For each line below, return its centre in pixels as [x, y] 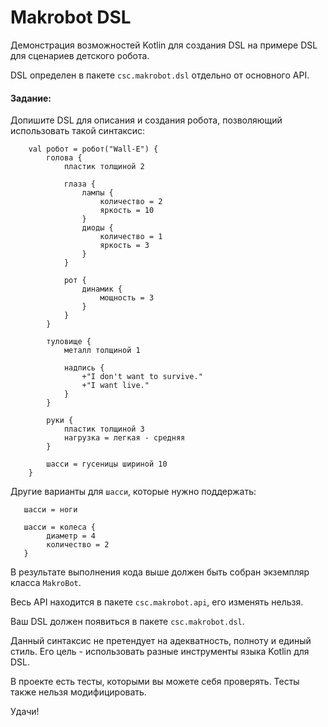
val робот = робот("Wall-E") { [93, 149]
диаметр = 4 [71, 536]
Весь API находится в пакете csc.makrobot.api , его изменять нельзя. [157, 602]
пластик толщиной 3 [104, 429]
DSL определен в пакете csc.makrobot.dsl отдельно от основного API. [160, 75]
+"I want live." [115, 386]
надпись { [84, 368]
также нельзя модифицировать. [78, 692]
